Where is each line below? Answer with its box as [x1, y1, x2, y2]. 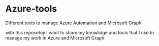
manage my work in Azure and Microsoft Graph [5, 35, 105, 41]
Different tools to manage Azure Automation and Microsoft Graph [5, 20, 142, 26]
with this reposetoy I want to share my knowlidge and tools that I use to [5, 29, 154, 35]
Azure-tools [5, 3, 57, 15]
